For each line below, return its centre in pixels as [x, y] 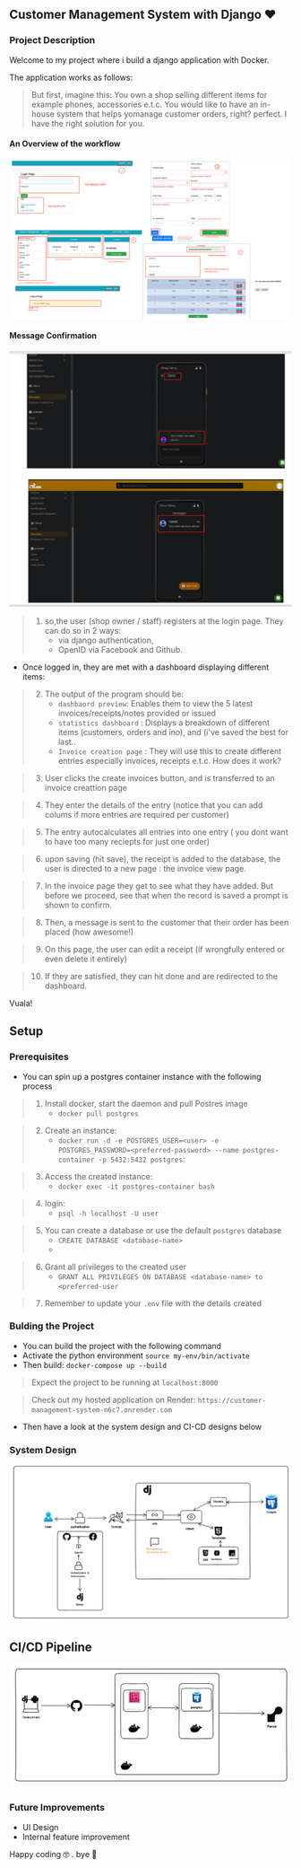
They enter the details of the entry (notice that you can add [154, 805]
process [37, 1086]
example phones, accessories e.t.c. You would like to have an [145, 104]
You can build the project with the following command [122, 1346]
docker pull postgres [98, 1114]
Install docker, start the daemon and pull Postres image [146, 1103]
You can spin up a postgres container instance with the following [142, 1076]
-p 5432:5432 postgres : [142, 1159]
